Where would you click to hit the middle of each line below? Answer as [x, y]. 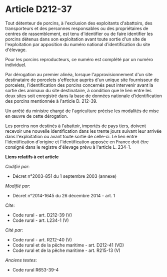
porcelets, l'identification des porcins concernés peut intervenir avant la [79, 85]
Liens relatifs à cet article [32, 157]
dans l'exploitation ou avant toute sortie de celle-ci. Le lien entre [71, 136]
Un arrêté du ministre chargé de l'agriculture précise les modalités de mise [82, 111]
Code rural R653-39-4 [35, 269]
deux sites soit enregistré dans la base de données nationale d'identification [84, 96]
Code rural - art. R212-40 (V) [42, 239]
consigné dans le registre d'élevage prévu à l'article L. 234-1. [68, 147]
